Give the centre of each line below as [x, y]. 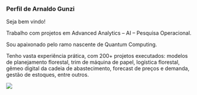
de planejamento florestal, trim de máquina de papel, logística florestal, [93, 62]
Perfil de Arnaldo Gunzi [41, 9]
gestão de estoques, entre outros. [47, 75]
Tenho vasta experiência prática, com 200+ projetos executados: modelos [97, 56]
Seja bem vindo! [26, 22]
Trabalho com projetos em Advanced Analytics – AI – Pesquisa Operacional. [99, 33]
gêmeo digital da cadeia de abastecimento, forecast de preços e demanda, [98, 68]
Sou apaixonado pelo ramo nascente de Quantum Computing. [82, 45]
